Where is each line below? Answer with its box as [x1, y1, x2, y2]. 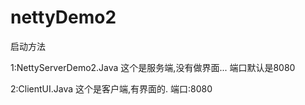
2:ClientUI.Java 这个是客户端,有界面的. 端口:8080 [10, 82, 213, 95]
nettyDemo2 [10, 6, 117, 29]
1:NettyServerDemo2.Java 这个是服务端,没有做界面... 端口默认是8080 [10, 61, 296, 73]
